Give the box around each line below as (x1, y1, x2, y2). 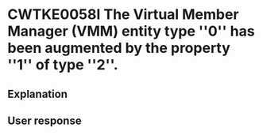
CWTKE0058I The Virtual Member (7, 6, 239, 24)
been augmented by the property (7, 39, 231, 57)
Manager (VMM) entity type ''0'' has (7, 22, 255, 40)
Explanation (7, 87, 68, 100)
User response (7, 114, 82, 127)
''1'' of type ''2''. (7, 56, 118, 74)
